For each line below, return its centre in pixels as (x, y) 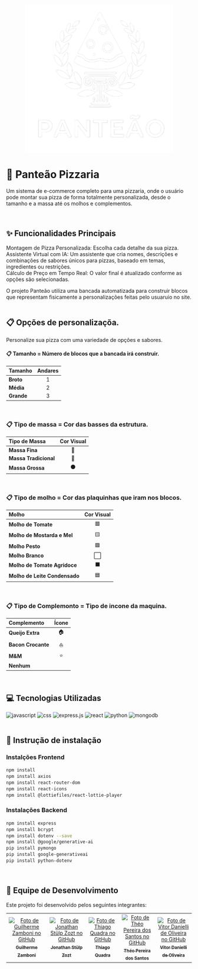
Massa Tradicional (32, 458)
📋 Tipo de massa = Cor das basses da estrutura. (77, 425)
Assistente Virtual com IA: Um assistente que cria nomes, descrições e (92, 254)
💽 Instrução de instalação (54, 740)
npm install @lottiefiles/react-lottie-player (64, 795)
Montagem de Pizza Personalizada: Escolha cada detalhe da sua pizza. (93, 248)
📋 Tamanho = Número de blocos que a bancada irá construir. (83, 354)
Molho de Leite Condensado (44, 576)
